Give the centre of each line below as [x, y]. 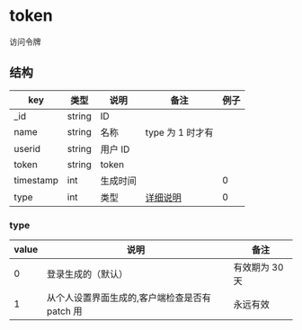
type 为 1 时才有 [179, 132]
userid [27, 148]
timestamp [36, 180]
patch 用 [64, 311]
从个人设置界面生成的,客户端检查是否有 [129, 298]
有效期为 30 [258, 268]
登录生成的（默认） [87, 274]
